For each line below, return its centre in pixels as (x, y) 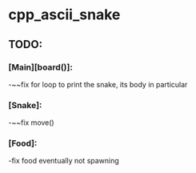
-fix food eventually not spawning (64, 161)
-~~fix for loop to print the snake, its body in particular (98, 84)
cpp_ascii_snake (64, 15)
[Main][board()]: (41, 67)
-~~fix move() (31, 123)
